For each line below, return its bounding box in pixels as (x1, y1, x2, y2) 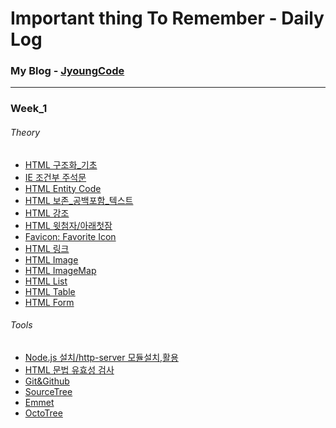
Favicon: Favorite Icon (24, 230, 117, 242)
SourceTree (24, 385, 73, 397)
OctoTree (24, 407, 63, 419)
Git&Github (24, 375, 70, 387)
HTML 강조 (24, 207, 70, 219)
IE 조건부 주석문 (24, 171, 87, 183)
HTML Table (24, 285, 76, 297)
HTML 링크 (24, 242, 70, 254)
